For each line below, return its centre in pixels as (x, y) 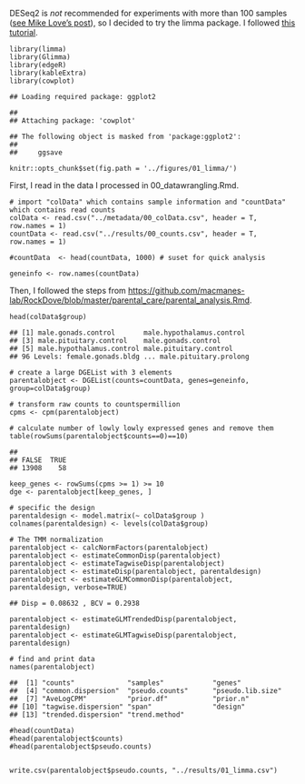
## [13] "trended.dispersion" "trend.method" (97, 715)
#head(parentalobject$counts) (67, 739)
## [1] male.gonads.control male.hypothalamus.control (128, 333)
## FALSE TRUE (38, 460)
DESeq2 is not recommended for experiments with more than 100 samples (148, 13)
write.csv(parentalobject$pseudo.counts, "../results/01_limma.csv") (144, 770)
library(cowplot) (42, 81)
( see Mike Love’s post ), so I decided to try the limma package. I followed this (152, 23)
